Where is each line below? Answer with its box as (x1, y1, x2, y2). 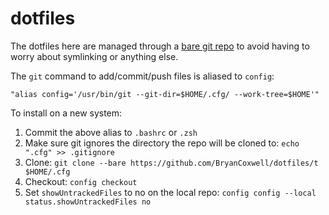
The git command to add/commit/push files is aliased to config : (10, 70, 275, 82)
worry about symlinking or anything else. (10, 50, 179, 62)
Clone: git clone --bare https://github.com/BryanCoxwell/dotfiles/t (24, 156, 319, 168)
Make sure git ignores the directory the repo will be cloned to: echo (24, 137, 300, 149)
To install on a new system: (10, 107, 123, 119)
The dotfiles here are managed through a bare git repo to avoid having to (10, 40, 310, 52)
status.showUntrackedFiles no (24, 197, 152, 207)
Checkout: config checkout (24, 175, 138, 187)
